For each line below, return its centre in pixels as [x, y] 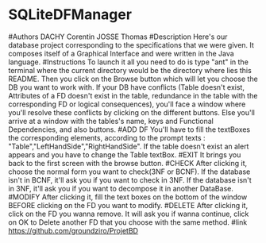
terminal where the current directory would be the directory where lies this [130, 70]
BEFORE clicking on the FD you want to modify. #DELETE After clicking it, [128, 205]
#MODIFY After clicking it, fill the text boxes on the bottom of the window [128, 197]
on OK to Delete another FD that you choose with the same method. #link [128, 222]
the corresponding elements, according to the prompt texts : [107, 137]
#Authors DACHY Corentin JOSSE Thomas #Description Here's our [118, 37]
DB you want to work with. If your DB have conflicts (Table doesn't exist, [126, 87]
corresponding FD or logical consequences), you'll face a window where [127, 104]
